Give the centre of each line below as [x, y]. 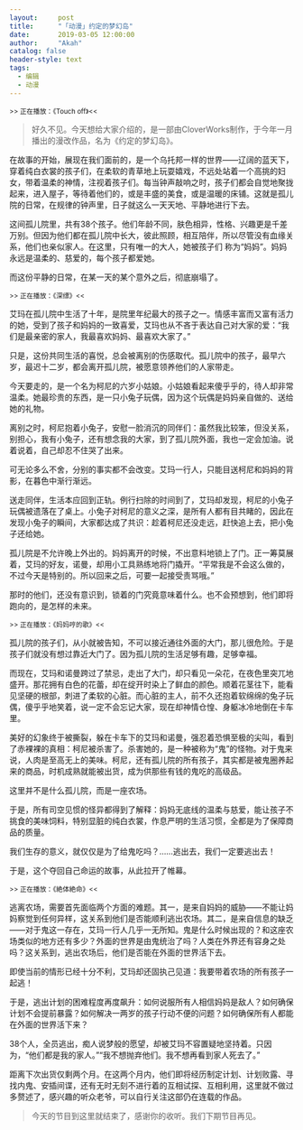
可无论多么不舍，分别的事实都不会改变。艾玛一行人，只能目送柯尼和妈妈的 [147, 469]
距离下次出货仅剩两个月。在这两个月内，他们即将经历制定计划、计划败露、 [147, 1074]
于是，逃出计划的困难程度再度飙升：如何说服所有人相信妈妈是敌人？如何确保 [151, 1002]
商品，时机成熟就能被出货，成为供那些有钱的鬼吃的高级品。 [135, 771]
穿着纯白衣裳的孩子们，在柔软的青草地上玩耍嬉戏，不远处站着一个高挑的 [143, 171]
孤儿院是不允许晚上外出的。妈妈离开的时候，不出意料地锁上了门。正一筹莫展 [151, 552]
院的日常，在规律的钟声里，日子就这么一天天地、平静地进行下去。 [132, 205]
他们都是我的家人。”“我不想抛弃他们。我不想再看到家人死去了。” [144, 1055]
